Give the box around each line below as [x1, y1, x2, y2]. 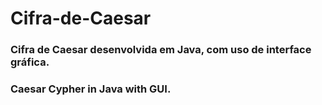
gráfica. [10, 55, 50, 69]
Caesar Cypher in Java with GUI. [10, 82, 172, 96]
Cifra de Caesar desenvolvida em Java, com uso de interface [10, 43, 312, 57]
